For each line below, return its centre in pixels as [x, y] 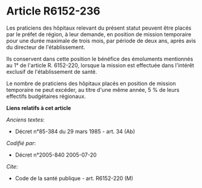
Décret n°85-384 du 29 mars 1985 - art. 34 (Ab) [75, 131]
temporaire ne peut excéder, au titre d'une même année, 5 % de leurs [93, 89]
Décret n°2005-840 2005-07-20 [56, 155]
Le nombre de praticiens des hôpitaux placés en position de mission [91, 83]
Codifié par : [21, 143]
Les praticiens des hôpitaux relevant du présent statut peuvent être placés [99, 28]
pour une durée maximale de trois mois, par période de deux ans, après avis [101, 41]
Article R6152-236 [54, 11]
